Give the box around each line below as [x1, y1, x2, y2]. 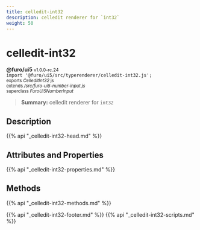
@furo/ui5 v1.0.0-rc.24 [6, 66, 59, 73]
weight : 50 [6, 20, 34, 26]
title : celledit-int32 [6, 8, 63, 15]
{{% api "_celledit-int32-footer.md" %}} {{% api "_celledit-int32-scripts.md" [6, 211, 195, 218]
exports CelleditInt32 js [6, 78, 54, 84]
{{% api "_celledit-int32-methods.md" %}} [6, 199, 111, 206]
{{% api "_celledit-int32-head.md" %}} [6, 132, 102, 139]
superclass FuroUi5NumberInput [6, 88, 73, 94]
